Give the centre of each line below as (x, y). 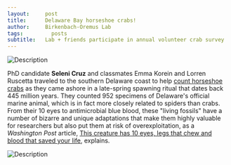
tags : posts (38, 33)
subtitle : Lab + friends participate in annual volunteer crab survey (116, 40)
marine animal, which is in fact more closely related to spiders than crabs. (114, 103)
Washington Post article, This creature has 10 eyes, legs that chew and (110, 133)
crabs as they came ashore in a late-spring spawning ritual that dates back (115, 88)
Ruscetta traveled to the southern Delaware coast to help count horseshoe (115, 81)
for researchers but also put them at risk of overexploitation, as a (101, 126)
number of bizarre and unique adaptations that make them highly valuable (114, 118)
